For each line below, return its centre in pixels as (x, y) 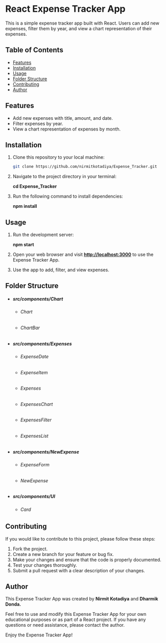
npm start (23, 245)
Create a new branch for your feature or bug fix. (63, 554)
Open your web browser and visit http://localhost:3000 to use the (83, 254)
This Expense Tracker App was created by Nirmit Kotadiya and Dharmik (82, 599)
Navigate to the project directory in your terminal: (64, 177)
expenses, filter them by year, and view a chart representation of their (79, 28)
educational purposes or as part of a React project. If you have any (76, 619)
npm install (25, 206)
